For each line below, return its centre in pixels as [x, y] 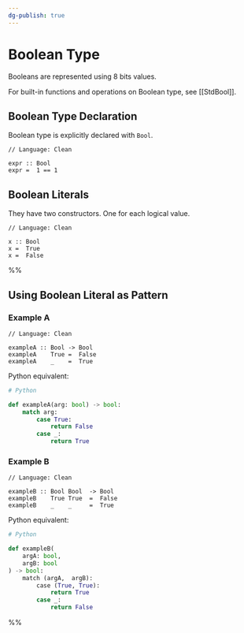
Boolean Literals [48, 194]
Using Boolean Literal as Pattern [88, 295]
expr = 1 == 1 [33, 170]
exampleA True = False [52, 354]
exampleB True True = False [63, 499]
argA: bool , [42, 557]
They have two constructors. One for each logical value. [99, 214]
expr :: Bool [30, 164]
